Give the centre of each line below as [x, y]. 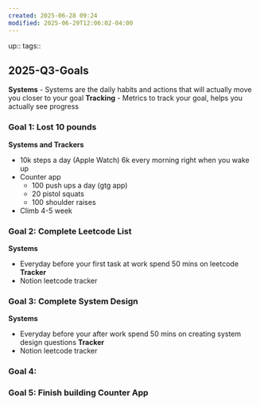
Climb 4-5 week [46, 211]
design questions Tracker [62, 342]
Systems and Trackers [46, 145]
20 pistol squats [58, 193]
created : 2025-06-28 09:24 [53, 15]
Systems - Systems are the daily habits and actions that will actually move [130, 90]
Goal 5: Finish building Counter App [78, 392]
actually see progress [44, 106]
